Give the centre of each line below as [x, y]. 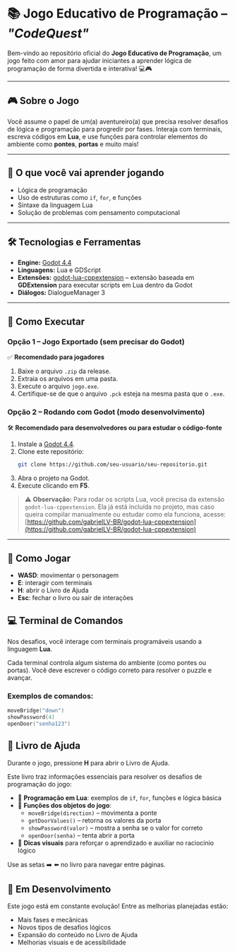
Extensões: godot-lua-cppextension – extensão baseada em [106, 278]
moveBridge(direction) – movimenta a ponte [92, 813]
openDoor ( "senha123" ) [39, 724]
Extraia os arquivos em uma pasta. [68, 379]
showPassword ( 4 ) [31, 717]
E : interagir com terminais [55, 583]
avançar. [20, 677]
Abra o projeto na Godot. [54, 478]
